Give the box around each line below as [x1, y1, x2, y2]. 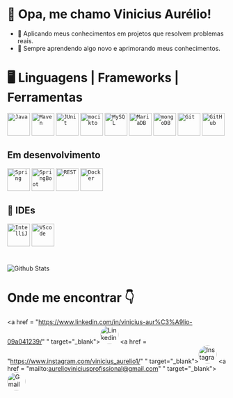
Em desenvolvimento [7, 149, 101, 161]
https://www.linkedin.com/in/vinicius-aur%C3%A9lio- [38, 317, 193, 326]
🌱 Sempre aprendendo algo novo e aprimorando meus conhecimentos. [17, 44, 221, 52]
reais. [17, 36, 33, 45]
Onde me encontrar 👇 [7, 289, 134, 305]
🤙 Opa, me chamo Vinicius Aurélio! [7, 6, 212, 22]
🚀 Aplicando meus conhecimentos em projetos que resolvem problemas [17, 29, 224, 38]
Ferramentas [7, 90, 83, 105]
